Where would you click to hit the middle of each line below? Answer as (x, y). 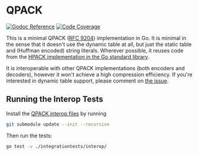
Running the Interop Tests (55, 99)
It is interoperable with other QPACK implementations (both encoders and (95, 68)
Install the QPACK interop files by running (56, 113)
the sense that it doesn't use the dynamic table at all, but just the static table (99, 44)
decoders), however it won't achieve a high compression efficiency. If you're (99, 74)
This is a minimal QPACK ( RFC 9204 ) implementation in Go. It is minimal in (96, 38)
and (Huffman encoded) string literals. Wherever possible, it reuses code (95, 50)
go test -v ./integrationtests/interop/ (57, 146)
